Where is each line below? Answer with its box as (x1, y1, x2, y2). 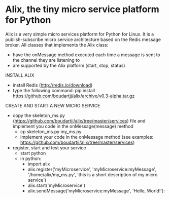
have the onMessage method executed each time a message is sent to (12, 52, 161, 58)
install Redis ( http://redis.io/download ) (12, 82, 93, 88)
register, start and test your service (12, 144, 86, 150)
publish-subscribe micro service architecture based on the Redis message (5, 36, 161, 43)
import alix (27, 161, 50, 167)
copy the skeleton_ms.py (12, 112, 65, 118)
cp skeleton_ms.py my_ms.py (20, 128, 82, 135)
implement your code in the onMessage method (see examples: (20, 134, 154, 140)
